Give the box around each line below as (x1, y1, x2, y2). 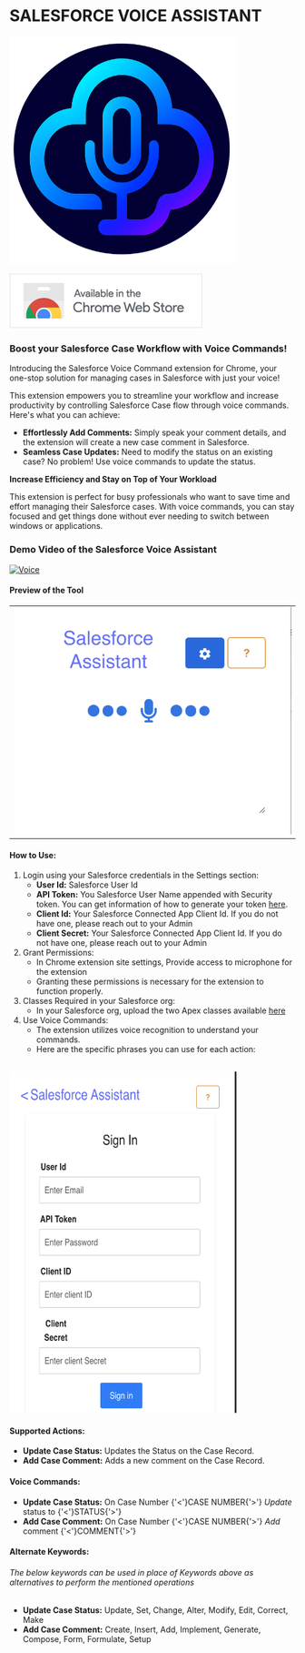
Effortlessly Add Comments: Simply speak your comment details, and (22, 427, 287, 438)
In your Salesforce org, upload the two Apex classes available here (35, 1005, 286, 1016)
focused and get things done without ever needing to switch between (9, 511, 270, 522)
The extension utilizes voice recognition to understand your (35, 1025, 259, 1036)
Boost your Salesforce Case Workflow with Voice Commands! (9, 342, 288, 355)
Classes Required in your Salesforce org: (22, 996, 175, 1007)
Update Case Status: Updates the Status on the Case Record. (22, 1445, 255, 1456)
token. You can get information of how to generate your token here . (35, 898, 289, 910)
